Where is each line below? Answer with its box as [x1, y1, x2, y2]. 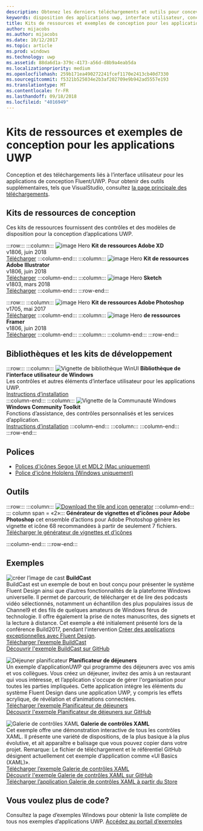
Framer [6, 318, 25, 325]
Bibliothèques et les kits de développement [6, 349, 173, 359]
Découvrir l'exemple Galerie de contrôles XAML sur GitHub [6, 771, 153, 779]
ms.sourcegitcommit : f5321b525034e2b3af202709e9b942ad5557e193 [6, 76, 169, 82]
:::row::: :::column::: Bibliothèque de [6, 365, 181, 372]
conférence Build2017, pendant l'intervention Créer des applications [6, 626, 175, 633]
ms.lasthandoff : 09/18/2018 [6, 93, 77, 99]
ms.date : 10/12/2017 [6, 37, 59, 43]
